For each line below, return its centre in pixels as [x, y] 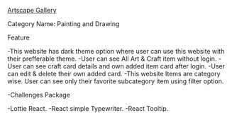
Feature [18, 37]
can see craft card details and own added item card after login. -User [124, 66]
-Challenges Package [39, 95]
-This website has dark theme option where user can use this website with [116, 51]
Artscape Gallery [32, 10]
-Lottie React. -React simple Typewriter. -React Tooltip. [88, 108]
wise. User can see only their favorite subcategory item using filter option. [116, 81]
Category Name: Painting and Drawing [63, 24]
